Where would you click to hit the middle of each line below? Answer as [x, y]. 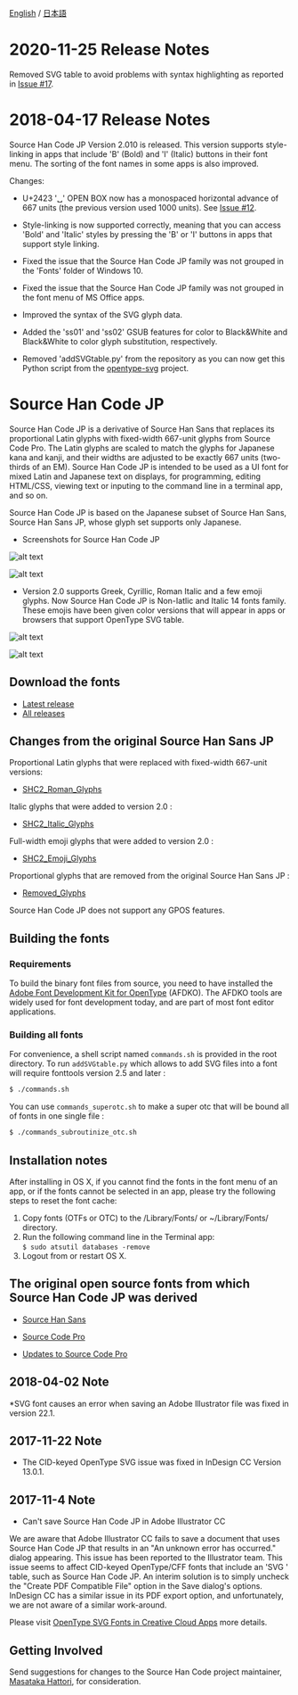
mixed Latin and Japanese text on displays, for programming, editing [135, 476]
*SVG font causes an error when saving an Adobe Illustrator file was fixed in [149, 1403]
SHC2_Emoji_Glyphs [59, 858]
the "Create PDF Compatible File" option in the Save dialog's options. [136, 1586]
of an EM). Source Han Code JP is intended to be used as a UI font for [161, 467]
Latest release [48, 704]
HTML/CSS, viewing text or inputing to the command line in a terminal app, [146, 485]
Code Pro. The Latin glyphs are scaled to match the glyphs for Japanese [142, 448]
